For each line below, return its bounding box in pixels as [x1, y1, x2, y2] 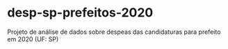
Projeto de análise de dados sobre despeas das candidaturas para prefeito [7, 28, 221, 36]
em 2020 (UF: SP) [7, 35, 59, 43]
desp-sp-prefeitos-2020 [7, 5, 154, 21]
